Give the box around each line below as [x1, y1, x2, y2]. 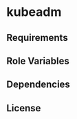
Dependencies [6, 79, 70, 91]
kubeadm [6, 4, 62, 20]
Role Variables [6, 55, 69, 66]
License [6, 102, 41, 114]
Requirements [6, 32, 68, 44]
